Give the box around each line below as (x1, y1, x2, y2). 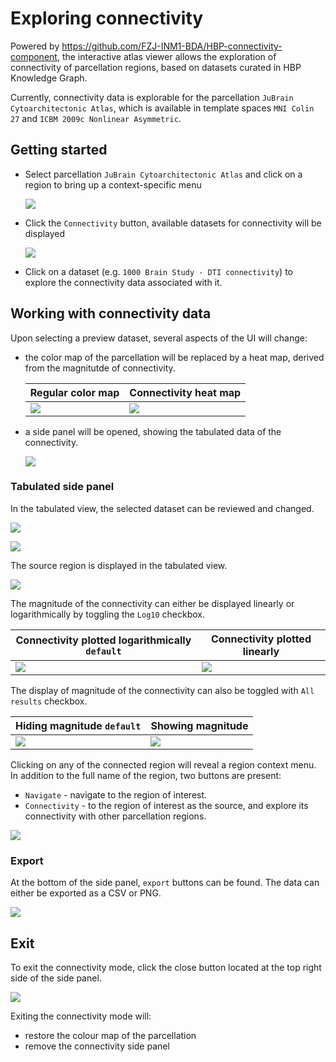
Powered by (10, 40, 60, 52)
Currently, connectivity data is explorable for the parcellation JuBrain (10, 91, 294, 103)
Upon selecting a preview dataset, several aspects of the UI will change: (10, 332, 308, 344)
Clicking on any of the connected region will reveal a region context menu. (10, 758, 317, 771)
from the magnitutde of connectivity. (24, 362, 176, 374)
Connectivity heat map (129, 385, 242, 399)
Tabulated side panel (10, 480, 115, 494)
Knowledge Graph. (10, 72, 88, 84)
